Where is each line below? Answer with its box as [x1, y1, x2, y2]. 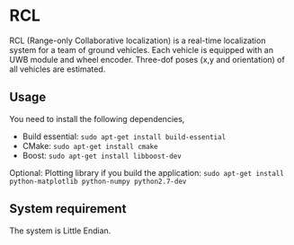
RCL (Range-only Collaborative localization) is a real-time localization [9, 35, 266, 46]
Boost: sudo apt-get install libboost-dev [22, 150, 182, 161]
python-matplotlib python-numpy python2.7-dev [9, 177, 187, 186]
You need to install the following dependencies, [9, 113, 185, 124]
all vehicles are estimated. [9, 64, 106, 74]
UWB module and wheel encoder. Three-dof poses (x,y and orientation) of [9, 54, 285, 65]
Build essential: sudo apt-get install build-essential [22, 131, 227, 142]
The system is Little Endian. [9, 225, 111, 236]
